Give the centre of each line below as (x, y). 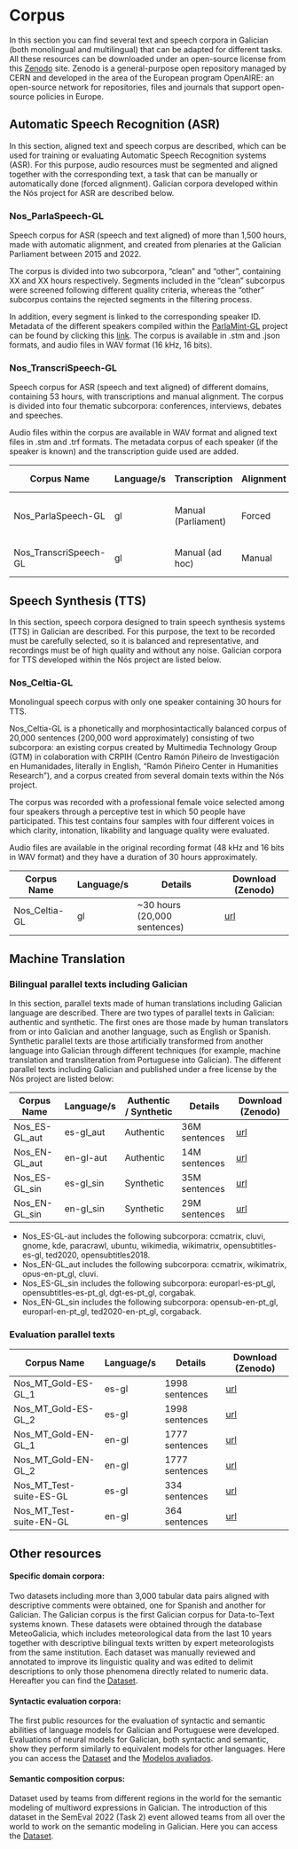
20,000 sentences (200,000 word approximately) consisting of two (132, 738)
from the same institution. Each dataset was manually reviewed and (132, 1653)
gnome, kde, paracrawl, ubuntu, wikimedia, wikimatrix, (122, 1246)
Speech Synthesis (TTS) (78, 601)
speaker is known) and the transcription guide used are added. (124, 451)
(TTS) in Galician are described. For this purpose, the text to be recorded (142, 631)
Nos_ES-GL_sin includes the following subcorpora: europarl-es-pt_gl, (149, 1283)
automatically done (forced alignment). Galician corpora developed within (143, 184)
